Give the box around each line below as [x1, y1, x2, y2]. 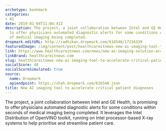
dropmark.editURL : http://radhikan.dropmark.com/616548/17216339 [5, 40, 142, 44]
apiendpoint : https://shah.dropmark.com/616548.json [9, 81, 121, 86]
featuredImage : [5, 44, 37, 49]
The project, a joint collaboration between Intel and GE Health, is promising [5, 99, 158, 105]
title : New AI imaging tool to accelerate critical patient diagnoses [5, 85, 154, 90]
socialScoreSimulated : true [5, 67, 63, 72]
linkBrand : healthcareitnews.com [5, 53, 74, 58]
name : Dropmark [9, 76, 41, 81]
